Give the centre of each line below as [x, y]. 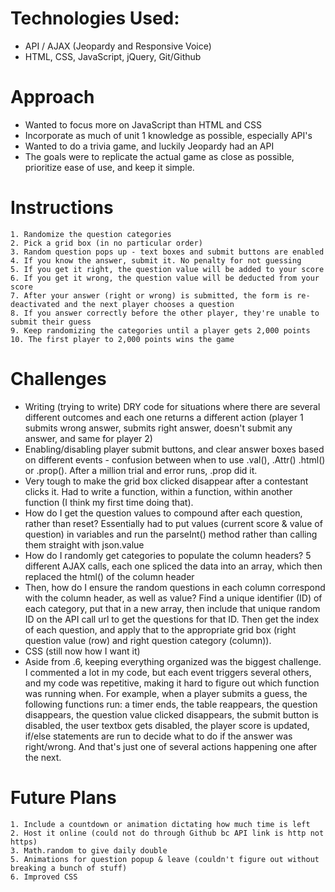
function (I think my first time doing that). [109, 502]
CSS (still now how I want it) [82, 651]
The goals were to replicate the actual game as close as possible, [159, 156]
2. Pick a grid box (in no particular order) [106, 243]
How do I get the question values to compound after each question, [163, 513]
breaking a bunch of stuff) [69, 868]
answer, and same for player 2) [88, 438]
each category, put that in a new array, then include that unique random [172, 608]
